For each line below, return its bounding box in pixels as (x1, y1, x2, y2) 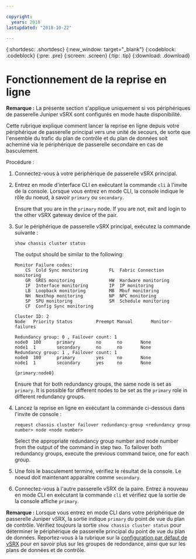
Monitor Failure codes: (14, 262, 73, 268)
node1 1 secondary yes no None (14, 360, 152, 366)
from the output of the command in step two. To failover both (14, 444, 162, 451)
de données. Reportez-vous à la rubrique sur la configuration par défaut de (6, 534, 188, 541)
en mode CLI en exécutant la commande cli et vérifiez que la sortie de (14, 491, 186, 498)
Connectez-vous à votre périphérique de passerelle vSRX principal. (14, 170, 177, 177)
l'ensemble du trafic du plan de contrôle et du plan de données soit (6, 135, 168, 142)
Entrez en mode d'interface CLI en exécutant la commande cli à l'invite (14, 182, 188, 189)
